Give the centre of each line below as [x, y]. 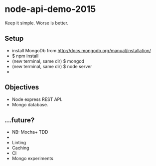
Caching [20, 148]
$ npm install [25, 56]
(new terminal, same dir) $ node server [52, 66]
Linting [19, 143]
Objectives [22, 87]
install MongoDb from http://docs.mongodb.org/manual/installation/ [81, 50]
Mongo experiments [32, 159]
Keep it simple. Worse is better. [37, 23]
